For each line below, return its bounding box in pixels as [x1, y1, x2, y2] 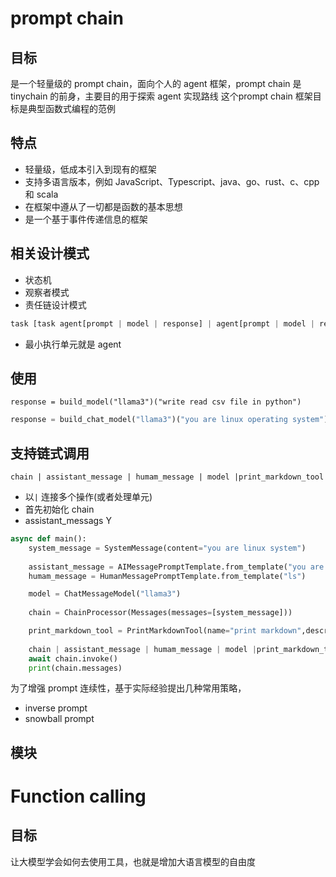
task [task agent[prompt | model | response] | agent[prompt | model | [10, 318, 315, 329]
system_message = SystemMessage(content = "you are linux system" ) [28, 543, 307, 553]
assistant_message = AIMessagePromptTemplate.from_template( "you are [28, 562, 325, 572]
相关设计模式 [10, 245, 90, 262]
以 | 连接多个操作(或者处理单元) [24, 491, 153, 502]
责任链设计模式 [24, 298, 87, 311]
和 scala [24, 188, 59, 200]
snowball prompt [24, 713, 95, 725]
